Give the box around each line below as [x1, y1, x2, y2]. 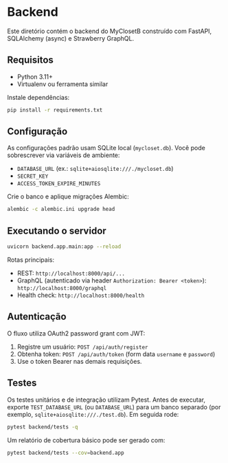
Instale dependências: [7, 93, 70, 101]
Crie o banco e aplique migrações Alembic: [7, 192, 129, 200]
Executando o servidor [7, 225, 106, 236]
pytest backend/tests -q [7, 423, 78, 431]
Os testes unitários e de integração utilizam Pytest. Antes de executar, [7, 395, 206, 404]
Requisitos [7, 54, 54, 66]
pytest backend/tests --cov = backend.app [7, 449, 125, 456]
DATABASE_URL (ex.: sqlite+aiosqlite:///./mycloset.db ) [16, 165, 174, 173]
